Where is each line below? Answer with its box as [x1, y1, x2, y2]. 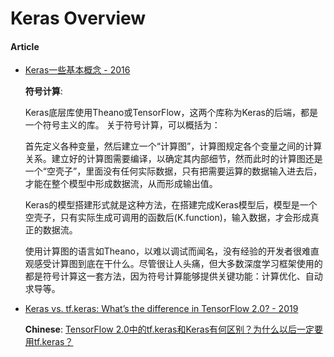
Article [10, 40, 40, 52]
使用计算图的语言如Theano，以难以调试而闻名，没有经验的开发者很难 [24, 245, 311, 257]
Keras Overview [10, 7, 147, 30]
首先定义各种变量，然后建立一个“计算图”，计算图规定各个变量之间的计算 [24, 140, 323, 152]
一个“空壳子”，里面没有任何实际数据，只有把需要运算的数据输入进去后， [24, 165, 323, 177]
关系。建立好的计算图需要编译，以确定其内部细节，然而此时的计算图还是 [24, 153, 323, 165]
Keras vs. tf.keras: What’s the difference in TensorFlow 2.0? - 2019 [24, 303, 299, 315]
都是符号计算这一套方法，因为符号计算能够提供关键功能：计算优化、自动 [24, 270, 323, 282]
